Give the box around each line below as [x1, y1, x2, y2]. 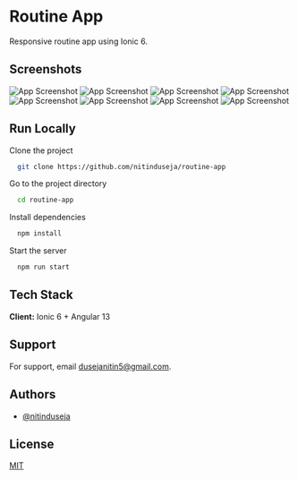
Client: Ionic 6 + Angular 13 [9, 311, 110, 321]
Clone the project [9, 145, 73, 156]
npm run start [17, 262, 70, 272]
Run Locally [9, 121, 76, 136]
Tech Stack [9, 287, 73, 303]
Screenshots [9, 62, 82, 77]
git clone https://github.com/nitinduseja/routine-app [17, 162, 226, 171]
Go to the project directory [9, 178, 107, 189]
